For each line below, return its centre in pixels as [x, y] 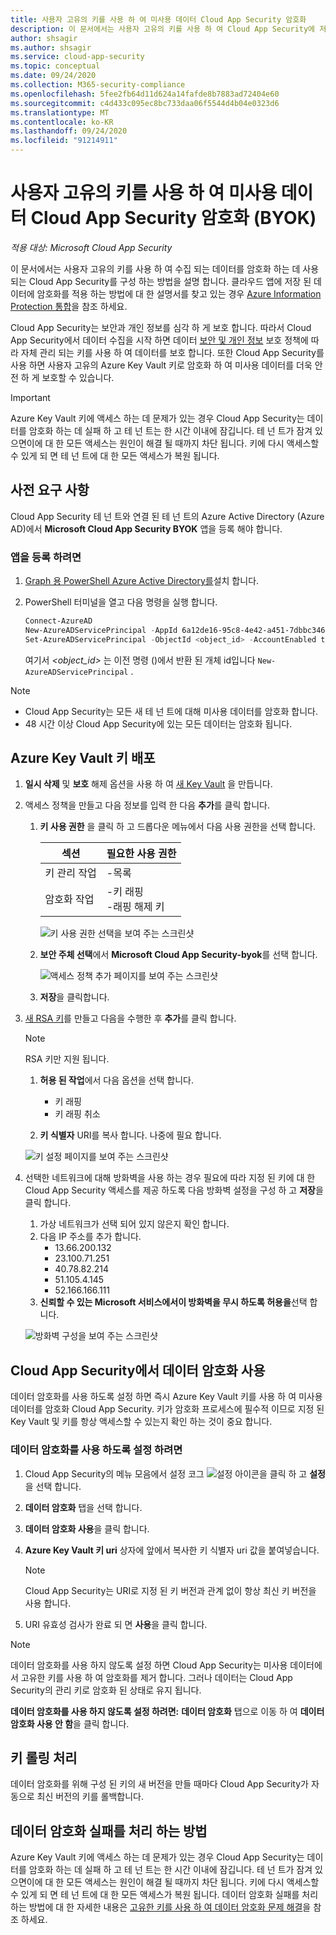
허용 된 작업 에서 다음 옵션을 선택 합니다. [116, 1080]
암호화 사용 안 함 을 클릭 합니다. [70, 1723]
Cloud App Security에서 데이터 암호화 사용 [138, 1370]
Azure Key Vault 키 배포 [83, 758]
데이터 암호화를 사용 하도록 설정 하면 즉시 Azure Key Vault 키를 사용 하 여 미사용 [166, 1397]
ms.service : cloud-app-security [77, 57]
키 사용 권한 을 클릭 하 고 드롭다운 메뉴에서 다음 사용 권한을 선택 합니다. [177, 827]
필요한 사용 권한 [141, 854]
